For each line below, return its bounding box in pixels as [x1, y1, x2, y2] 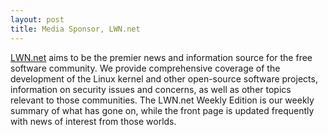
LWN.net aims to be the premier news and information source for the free [10, 51, 313, 63]
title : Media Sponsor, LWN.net [10, 24, 141, 34]
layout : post [10, 14, 65, 25]
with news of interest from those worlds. [10, 115, 177, 127]
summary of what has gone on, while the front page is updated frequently [10, 104, 315, 116]
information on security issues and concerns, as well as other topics [10, 83, 292, 95]
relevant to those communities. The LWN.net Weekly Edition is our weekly [10, 94, 315, 106]
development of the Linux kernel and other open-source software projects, [10, 72, 318, 85]
